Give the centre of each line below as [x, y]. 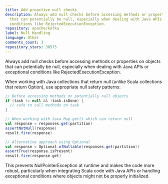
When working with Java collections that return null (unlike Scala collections [84, 81]
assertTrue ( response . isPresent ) [39, 151]
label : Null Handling [28, 33]
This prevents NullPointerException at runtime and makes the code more [80, 165]
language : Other [22, 38]
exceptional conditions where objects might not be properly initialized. [77, 176]
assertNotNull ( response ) [31, 128]
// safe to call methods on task [44, 105]
